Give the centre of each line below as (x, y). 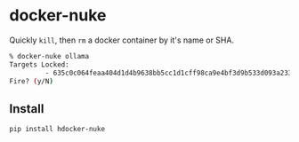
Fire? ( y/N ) (31, 81)
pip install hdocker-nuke (57, 130)
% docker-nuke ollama (49, 56)
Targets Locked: (39, 64)
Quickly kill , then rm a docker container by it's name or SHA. (121, 40)
